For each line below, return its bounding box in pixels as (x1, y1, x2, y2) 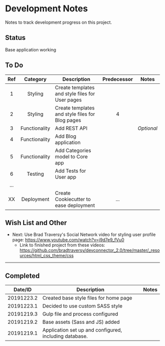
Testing (27, 170, 44, 177)
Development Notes (5, 3, 88, 14)
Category (24, 76, 47, 82)
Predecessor (102, 76, 134, 82)
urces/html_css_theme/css (19, 253, 74, 259)
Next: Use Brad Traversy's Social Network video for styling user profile (12, 231, 156, 237)
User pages (55, 96, 82, 103)
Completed (5, 271, 40, 280)
